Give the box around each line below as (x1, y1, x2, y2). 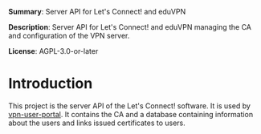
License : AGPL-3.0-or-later (8, 47, 99, 55)
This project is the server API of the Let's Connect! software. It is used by (8, 100, 251, 111)
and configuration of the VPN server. (8, 31, 130, 40)
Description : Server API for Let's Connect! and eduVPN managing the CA (8, 22, 251, 31)
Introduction (8, 75, 93, 93)
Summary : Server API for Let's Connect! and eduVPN (8, 7, 186, 16)
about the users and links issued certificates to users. (8, 118, 186, 128)
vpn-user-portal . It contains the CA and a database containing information (8, 109, 254, 119)
